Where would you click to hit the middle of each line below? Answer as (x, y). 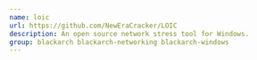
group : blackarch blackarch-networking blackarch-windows (119, 42)
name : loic (29, 17)
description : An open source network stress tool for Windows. (129, 34)
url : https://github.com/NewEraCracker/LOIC (93, 26)
